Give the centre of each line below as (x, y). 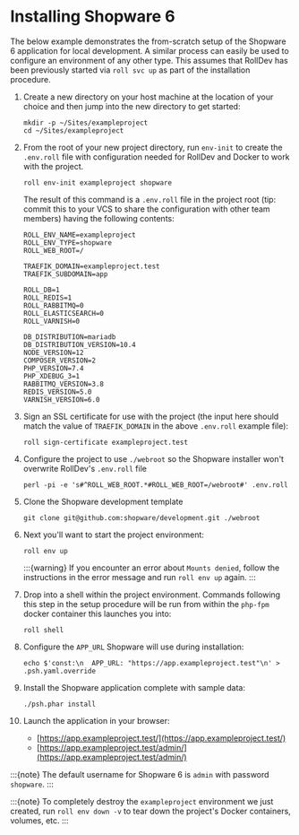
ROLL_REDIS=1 (47, 298)
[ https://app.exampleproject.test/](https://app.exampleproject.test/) (161, 738)
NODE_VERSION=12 (53, 352)
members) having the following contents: (99, 218)
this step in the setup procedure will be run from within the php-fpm (146, 604)
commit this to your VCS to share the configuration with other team (147, 209)
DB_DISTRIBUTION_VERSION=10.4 (80, 344)
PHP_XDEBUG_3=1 (51, 376)
